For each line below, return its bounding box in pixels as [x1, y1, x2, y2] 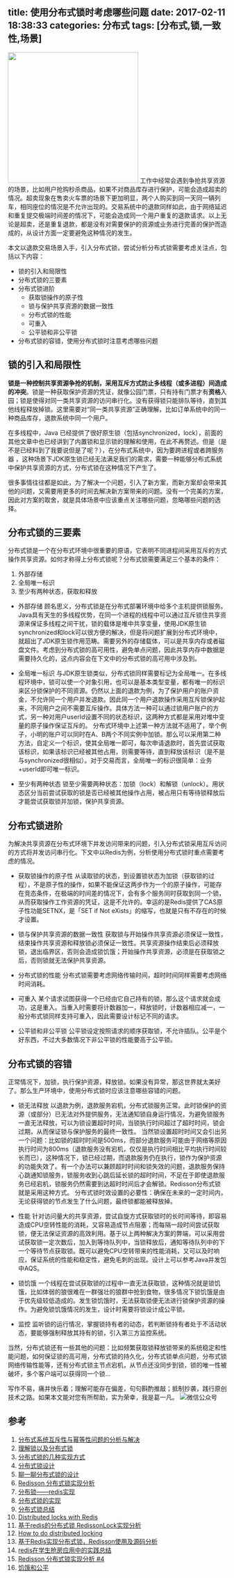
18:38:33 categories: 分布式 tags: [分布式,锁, [8, 20, 203, 31]
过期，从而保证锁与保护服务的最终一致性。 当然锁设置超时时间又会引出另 [17, 1128, 227, 1136]
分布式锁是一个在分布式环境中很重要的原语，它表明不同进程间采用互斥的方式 [8, 546, 227, 555]
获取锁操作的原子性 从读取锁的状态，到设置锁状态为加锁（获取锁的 [17, 872, 209, 880]
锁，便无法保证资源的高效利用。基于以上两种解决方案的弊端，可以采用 [17, 1230, 219, 1238]
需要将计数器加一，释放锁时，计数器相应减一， [85, 1003, 219, 1012]
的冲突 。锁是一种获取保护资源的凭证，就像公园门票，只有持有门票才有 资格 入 [8, 388, 227, 396]
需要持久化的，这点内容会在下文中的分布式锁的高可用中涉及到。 [17, 654, 201, 663]
